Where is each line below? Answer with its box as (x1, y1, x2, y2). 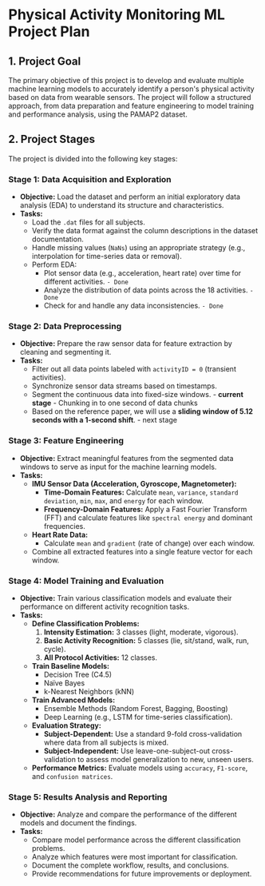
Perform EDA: (31, 260, 77, 269)
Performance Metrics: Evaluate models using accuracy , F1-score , (31, 763, 248, 773)
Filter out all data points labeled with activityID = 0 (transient (31, 364, 237, 374)
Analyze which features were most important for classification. (31, 852, 238, 862)
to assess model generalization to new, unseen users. (77, 755, 254, 764)
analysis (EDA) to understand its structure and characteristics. (19, 201, 224, 210)
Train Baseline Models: (31, 662, 110, 670)
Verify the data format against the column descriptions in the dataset (31, 226, 259, 236)
